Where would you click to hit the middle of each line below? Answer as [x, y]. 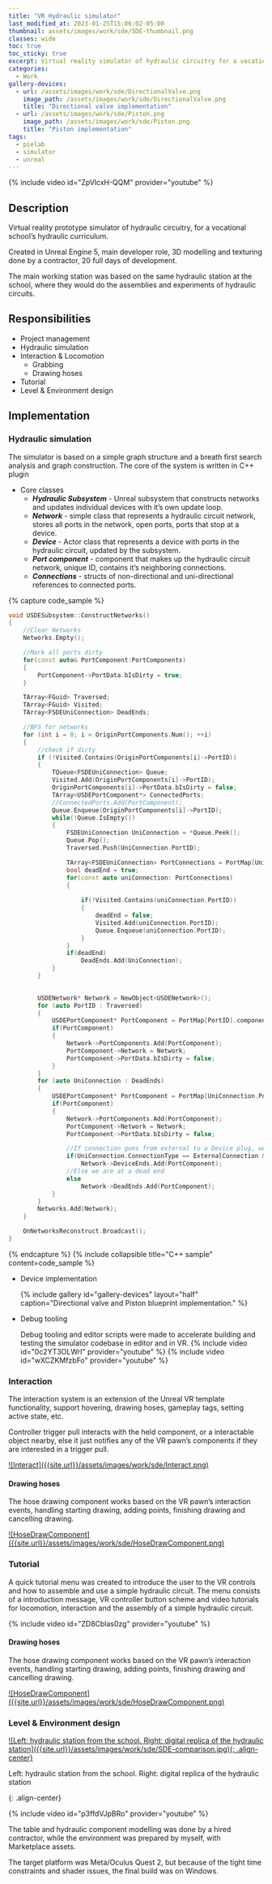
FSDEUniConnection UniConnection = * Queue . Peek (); [153, 833]
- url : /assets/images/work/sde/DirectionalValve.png [108, 91]
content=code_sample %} [52, 1263]
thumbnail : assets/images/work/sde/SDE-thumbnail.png [101, 31]
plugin [19, 474]
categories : [28, 69]
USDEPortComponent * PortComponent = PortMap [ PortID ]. [144, 1021]
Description [38, 208]
